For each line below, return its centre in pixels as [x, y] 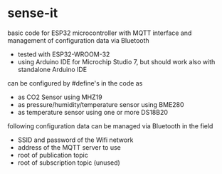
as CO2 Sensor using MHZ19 [60, 97]
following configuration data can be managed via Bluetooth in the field [110, 126]
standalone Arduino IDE [52, 69]
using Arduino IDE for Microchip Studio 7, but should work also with [116, 61]
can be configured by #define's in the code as [75, 83]
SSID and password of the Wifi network [75, 140]
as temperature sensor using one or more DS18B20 [93, 112]
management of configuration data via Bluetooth [78, 40]
